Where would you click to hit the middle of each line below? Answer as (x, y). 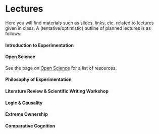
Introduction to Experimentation (40, 45)
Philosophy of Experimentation (38, 79)
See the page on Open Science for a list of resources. (61, 68)
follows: (13, 33)
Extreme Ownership (26, 114)
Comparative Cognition (30, 126)
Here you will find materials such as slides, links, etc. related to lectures (79, 23)
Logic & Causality (24, 103)
